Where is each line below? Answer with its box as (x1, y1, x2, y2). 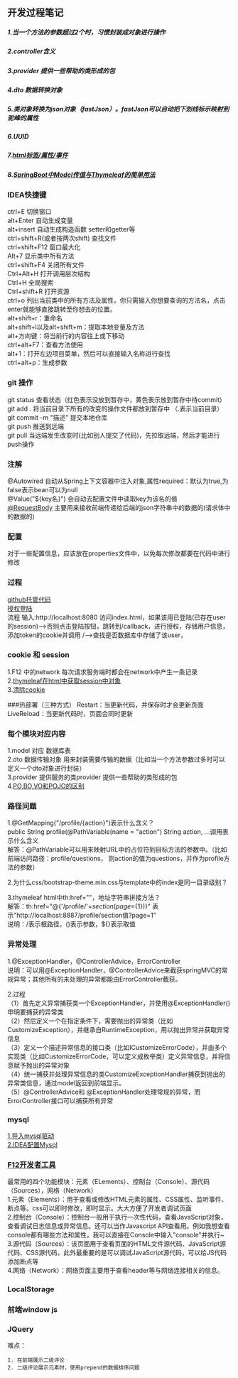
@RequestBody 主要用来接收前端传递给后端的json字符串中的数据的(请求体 (7, 503, 225, 511)
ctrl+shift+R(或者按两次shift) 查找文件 (7, 234, 117, 243)
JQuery (7, 1324, 34, 1334)
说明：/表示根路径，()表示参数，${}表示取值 (7, 920, 136, 928)
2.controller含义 (7, 47, 55, 55)
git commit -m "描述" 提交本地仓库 (7, 413, 108, 421)
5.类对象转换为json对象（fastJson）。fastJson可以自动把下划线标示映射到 (7, 105, 229, 114)
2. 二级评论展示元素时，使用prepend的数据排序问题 (7, 1365, 140, 1372)
